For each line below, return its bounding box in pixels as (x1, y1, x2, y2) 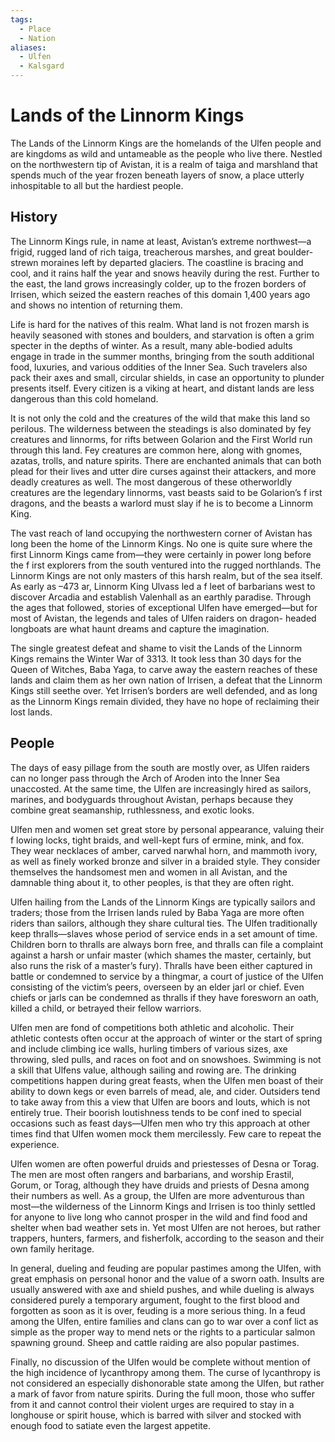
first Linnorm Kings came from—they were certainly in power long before (10, 548, 312, 560)
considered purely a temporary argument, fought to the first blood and (10, 1294, 300, 1306)
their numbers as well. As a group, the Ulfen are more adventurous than (10, 1189, 305, 1201)
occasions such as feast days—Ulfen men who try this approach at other (10, 1117, 311, 1129)
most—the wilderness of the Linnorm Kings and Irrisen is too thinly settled (10, 1200, 316, 1212)
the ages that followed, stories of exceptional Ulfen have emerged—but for (10, 601, 318, 613)
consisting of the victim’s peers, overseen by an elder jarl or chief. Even (10, 981, 305, 993)
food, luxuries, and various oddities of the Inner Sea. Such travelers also (10, 361, 308, 373)
